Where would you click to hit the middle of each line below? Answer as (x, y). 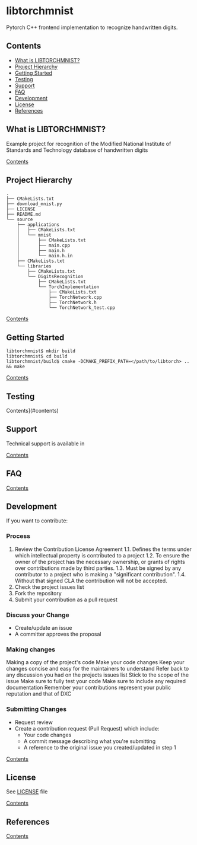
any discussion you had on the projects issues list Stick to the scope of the (97, 675)
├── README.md (24, 215)
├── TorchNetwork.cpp (75, 298)
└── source (20, 220)
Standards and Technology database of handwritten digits (77, 150)
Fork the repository (38, 593)
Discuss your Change (38, 615)
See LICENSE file (27, 792)
